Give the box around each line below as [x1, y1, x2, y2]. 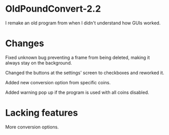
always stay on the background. [5, 59, 72, 66]
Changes [5, 38, 44, 49]
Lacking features [5, 107, 78, 119]
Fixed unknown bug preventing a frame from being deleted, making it [5, 54, 150, 60]
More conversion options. [5, 124, 59, 130]
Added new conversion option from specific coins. [5, 79, 111, 85]
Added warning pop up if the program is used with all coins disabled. [5, 89, 150, 95]
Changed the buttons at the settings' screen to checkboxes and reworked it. [5, 70, 164, 76]
